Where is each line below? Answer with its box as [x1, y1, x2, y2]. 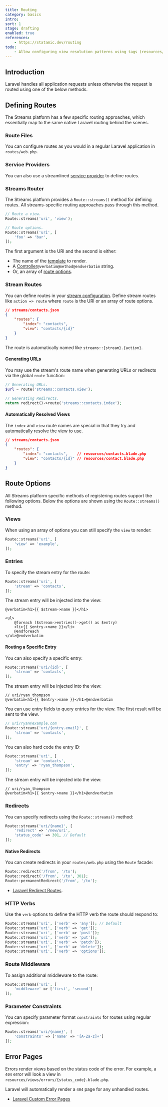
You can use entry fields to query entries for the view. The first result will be [5, 706, 161, 712]
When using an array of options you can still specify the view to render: [5, 527, 151, 533]
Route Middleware [5, 961, 50, 968]
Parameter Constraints [5, 1003, 61, 1010]
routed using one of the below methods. [5, 86, 88, 93]
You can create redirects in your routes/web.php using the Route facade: [5, 860, 153, 866]
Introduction [5, 68, 45, 76]
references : [5, 36, 30, 41]
